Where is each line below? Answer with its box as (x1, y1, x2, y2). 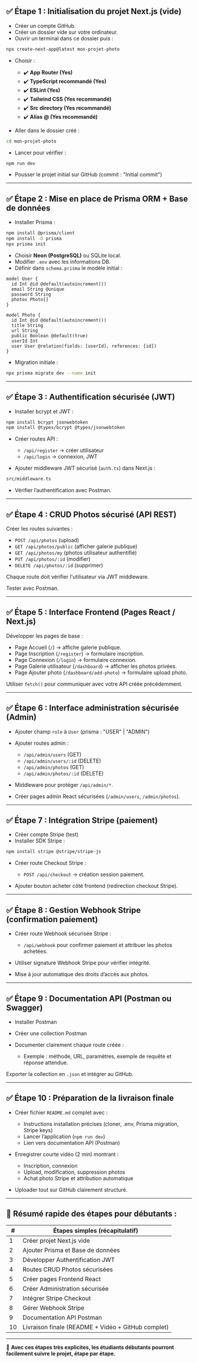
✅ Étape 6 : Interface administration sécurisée (6, 703, 179, 713)
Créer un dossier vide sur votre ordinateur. (14, 28, 118, 35)
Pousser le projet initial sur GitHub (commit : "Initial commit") (14, 171, 163, 178)
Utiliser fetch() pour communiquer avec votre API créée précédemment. (6, 680, 183, 687)
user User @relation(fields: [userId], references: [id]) (11, 343, 157, 349)
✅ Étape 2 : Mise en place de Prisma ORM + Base (6, 193, 189, 204)
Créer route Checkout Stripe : (14, 860, 87, 867)
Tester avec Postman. (6, 584, 59, 592)
